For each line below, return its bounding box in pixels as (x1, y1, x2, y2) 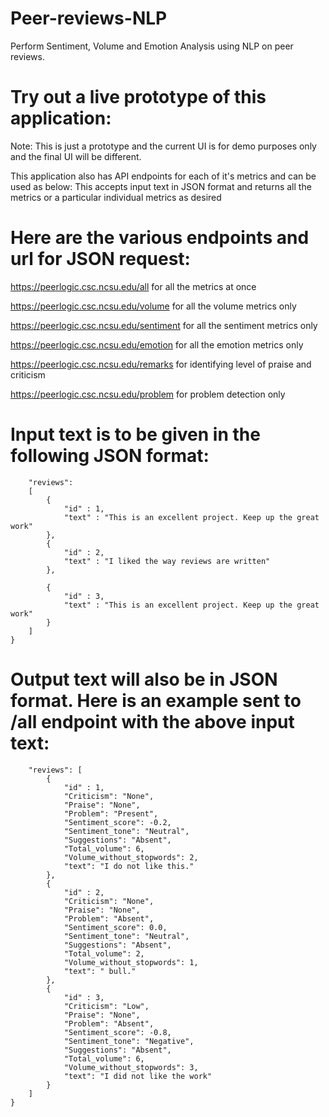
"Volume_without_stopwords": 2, (63, 852, 199, 862)
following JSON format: (10, 445, 210, 467)
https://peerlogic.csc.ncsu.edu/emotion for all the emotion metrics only (10, 338, 304, 351)
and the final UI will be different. (10, 150, 142, 162)
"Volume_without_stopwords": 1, (63, 957, 199, 967)
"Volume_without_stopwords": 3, (63, 1062, 199, 1072)
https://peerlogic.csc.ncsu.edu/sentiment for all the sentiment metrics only (10, 319, 318, 331)
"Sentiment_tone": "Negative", (63, 1036, 195, 1046)
